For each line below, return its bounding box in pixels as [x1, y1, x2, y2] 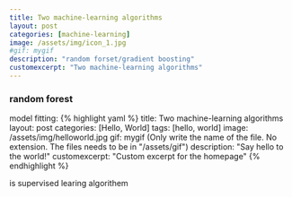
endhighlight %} [9, 160, 69, 171]
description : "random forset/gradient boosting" [9, 55, 195, 64]
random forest [9, 92, 74, 105]
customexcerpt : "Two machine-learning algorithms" [9, 64, 203, 73]
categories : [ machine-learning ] [9, 30, 130, 39]
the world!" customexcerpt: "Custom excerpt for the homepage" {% [9, 151, 261, 162]
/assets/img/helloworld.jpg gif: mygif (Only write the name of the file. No [9, 132, 277, 143]
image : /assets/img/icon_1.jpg [9, 38, 127, 47]
